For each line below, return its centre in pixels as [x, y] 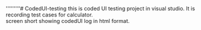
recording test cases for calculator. [49, 15]
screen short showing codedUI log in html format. [68, 21]
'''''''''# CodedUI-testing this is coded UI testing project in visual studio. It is [101, 9]
